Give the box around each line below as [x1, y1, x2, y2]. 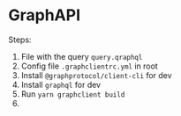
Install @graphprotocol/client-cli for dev [20, 69, 173, 80]
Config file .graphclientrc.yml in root [20, 61, 158, 71]
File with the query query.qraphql [20, 51, 143, 62]
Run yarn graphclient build [20, 89, 125, 99]
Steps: [8, 34, 32, 45]
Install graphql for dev [20, 79, 102, 90]
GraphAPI [8, 5, 81, 25]
